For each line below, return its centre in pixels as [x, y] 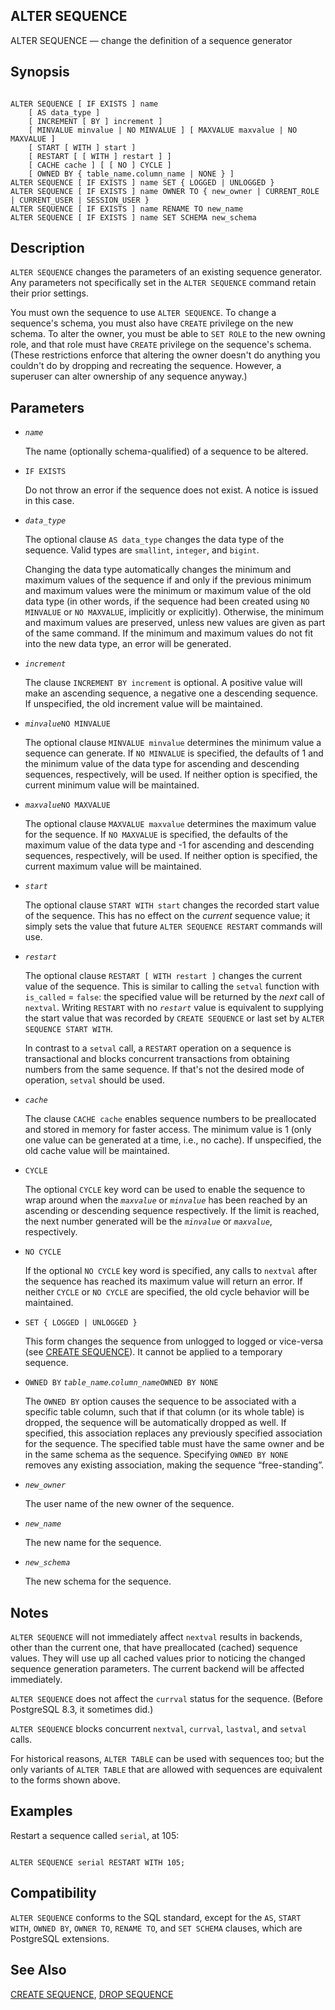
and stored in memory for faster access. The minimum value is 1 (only [168, 1130]
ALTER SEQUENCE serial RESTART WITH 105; [98, 1862]
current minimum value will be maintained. [112, 785]
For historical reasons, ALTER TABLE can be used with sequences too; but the [167, 1759]
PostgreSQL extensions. [60, 1938]
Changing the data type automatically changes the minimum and [158, 570]
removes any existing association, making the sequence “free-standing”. [174, 1465]
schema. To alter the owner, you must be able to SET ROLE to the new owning [168, 334]
